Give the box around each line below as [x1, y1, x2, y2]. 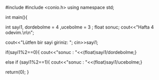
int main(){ [5, 14, 28, 20]
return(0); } [5, 69, 29, 75]
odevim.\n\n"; [5, 30, 34, 35]
